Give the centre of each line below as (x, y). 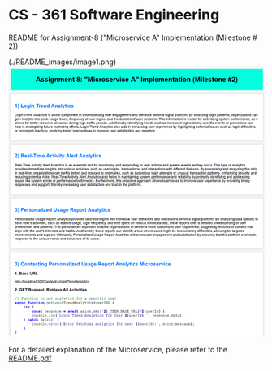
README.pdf (30, 358)
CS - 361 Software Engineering (114, 15)
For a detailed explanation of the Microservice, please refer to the (118, 349)
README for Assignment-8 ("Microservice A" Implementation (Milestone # (133, 37)
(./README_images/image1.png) (63, 62)
